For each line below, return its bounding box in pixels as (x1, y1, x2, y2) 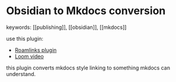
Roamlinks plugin (14, 46, 57, 54)
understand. (6, 70, 36, 77)
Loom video (14, 53, 44, 60)
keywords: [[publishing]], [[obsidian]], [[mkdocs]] (6, 24, 127, 31)
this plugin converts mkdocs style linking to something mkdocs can (6, 64, 171, 71)
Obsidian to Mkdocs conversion (6, 4, 166, 18)
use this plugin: (6, 35, 43, 42)
